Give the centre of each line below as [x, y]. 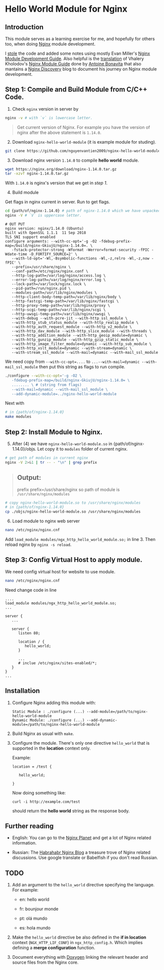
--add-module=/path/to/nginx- [117, 711]
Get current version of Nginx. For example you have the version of [83, 127]
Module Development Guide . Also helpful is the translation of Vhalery [74, 59]
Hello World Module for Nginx [66, 9]
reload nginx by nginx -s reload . [38, 545]
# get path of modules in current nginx [47, 458]
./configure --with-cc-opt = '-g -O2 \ [43, 376]
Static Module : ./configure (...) [48, 711]
